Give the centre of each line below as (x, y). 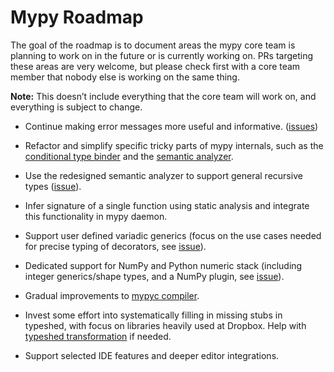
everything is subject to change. (76, 107)
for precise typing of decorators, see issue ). (115, 246)
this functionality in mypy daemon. (96, 216)
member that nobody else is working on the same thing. (125, 77)
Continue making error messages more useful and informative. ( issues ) (171, 126)
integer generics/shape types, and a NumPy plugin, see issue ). (154, 276)
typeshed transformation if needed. (98, 336)
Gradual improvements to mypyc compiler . (112, 295)
